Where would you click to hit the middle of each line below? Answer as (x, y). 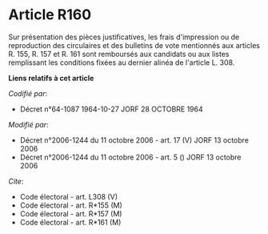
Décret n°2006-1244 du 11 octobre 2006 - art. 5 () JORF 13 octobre (130, 157)
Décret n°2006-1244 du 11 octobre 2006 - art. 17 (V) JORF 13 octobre (134, 140)
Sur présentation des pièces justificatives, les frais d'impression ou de (124, 37)
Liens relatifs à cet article (51, 78)
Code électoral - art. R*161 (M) (70, 222)
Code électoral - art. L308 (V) (69, 196)
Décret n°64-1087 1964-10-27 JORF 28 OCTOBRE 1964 (111, 109)
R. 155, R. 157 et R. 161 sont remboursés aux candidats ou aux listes (119, 54)
